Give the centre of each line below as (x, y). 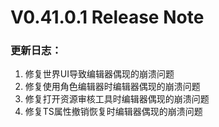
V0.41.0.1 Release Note (107, 17)
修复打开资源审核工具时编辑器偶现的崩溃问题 (117, 99)
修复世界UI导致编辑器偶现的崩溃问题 (99, 74)
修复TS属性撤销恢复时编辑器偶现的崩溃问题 (113, 112)
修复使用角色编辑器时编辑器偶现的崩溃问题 (112, 87)
